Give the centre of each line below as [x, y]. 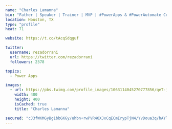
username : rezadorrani [34, 52]
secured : [15, 118]
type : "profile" [23, 24]
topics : [14, 71]
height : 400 [27, 99]
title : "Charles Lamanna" [42, 109]
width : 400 [26, 95]
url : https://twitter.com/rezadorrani [51, 57]
